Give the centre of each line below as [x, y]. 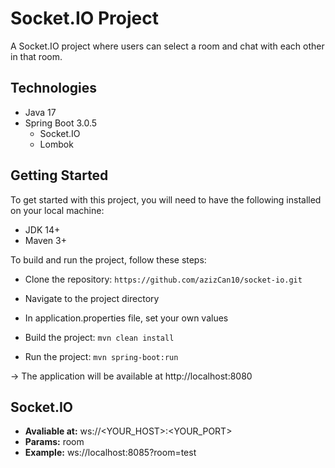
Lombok [56, 144]
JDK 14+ [42, 229]
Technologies [54, 88]
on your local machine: [57, 210]
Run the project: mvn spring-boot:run [101, 356]
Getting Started [59, 175]
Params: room [54, 442]
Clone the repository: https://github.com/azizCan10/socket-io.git [163, 279]
